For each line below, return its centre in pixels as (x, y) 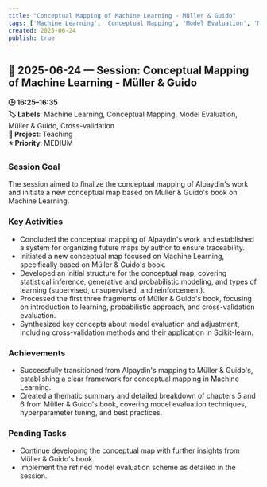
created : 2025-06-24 (43, 30)
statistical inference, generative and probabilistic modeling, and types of (138, 281)
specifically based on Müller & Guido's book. (93, 265)
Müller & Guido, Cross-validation (62, 126)
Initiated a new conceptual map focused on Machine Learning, (122, 256)
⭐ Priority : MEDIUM (41, 143)
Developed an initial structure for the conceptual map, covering (123, 273)
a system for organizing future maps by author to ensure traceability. (132, 247)
